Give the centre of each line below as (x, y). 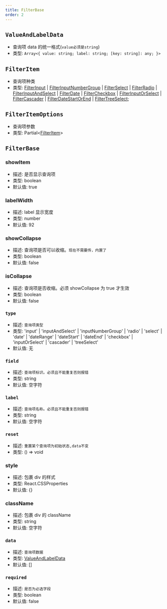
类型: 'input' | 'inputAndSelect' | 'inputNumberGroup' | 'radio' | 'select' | (87, 331)
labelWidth (19, 200)
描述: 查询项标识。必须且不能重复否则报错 (51, 372)
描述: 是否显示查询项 (34, 174)
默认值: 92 (23, 225)
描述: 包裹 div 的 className (42, 515)
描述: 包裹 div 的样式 (34, 477)
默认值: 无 (23, 348)
